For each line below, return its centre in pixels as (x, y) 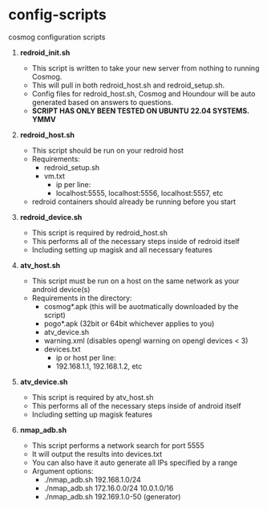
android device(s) (61, 289)
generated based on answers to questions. (103, 102)
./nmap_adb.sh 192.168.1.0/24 (93, 479)
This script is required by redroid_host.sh (100, 232)
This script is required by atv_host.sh (93, 397)
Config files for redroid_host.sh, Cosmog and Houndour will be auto (144, 93)
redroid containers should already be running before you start (134, 202)
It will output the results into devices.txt (97, 454)
